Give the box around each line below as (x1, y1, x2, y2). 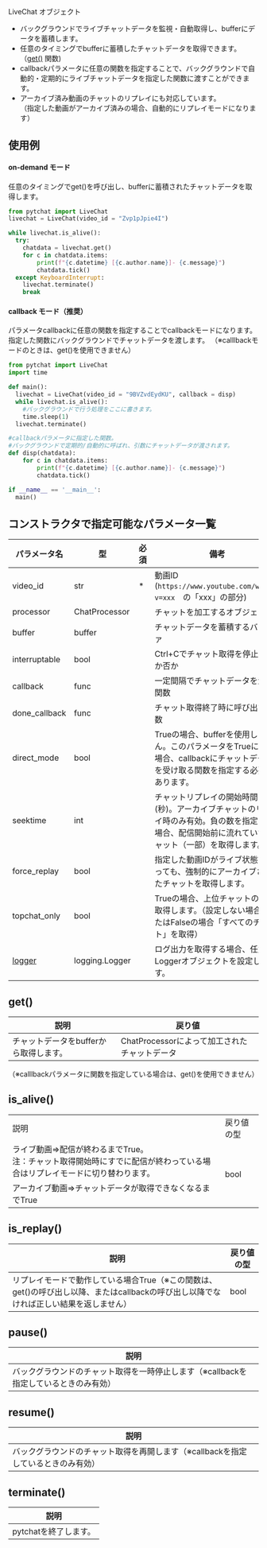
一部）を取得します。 (186, 840, 265, 851)
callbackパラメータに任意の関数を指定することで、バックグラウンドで (19, 64, 249, 73)
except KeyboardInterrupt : (15, 274, 105, 281)
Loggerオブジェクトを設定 (154, 956, 253, 967)
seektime (12, 815, 47, 826)
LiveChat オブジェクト (8, 7, 81, 16)
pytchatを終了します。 (12, 1526, 96, 1537)
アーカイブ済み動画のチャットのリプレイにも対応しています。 (19, 94, 221, 103)
